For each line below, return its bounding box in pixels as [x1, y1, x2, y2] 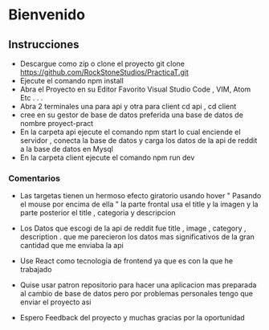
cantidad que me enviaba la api [19, 241, 124, 251]
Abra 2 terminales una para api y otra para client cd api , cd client [19, 102, 237, 111]
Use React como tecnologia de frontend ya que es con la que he [19, 256, 234, 266]
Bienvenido [8, 6, 86, 24]
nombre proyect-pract [19, 119, 94, 128]
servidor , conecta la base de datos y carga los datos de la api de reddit [19, 136, 258, 145]
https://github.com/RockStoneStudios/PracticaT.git [19, 67, 189, 77]
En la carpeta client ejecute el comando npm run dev [19, 153, 195, 162]
